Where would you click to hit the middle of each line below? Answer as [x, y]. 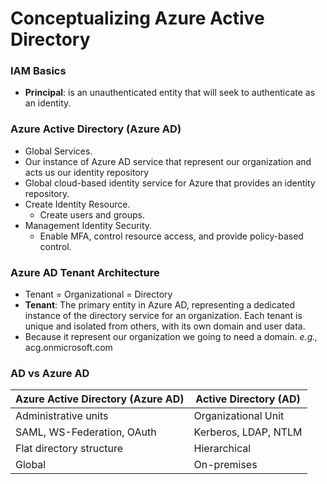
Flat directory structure [69, 449]
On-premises [225, 465]
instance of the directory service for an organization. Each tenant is [163, 316]
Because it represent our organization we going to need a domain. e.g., [171, 337]
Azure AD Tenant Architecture [85, 272]
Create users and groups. [92, 214]
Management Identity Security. [88, 225]
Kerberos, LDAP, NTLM [248, 432]
